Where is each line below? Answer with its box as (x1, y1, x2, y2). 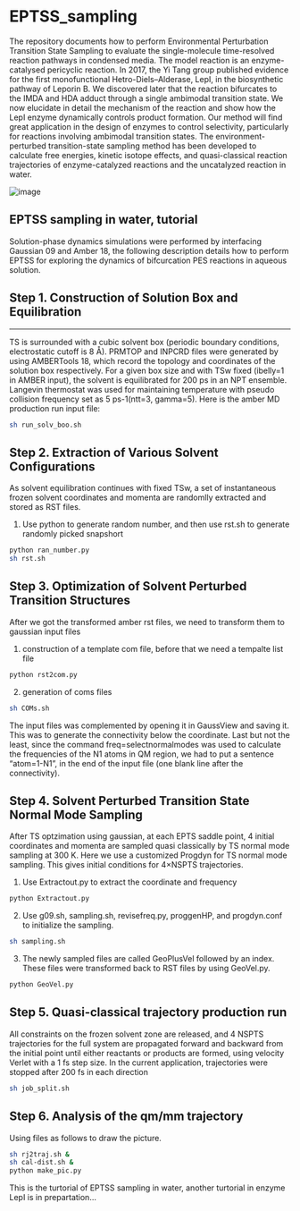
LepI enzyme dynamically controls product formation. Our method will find (9, 112, 283, 123)
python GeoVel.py (9, 980, 74, 989)
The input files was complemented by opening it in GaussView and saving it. (9, 720, 290, 731)
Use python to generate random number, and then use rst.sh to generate (21, 519, 290, 529)
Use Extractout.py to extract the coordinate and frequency (21, 876, 237, 887)
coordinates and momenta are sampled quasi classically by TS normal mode (9, 841, 290, 851)
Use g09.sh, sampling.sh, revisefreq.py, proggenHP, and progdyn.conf (21, 910, 283, 921)
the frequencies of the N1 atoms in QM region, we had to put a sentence (9, 749, 274, 759)
